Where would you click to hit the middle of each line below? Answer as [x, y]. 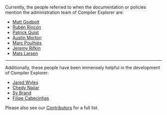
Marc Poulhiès [27, 43]
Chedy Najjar [26, 88]
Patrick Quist [25, 32]
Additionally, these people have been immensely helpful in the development [83, 68]
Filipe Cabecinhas [31, 98]
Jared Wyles [25, 82]
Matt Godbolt [26, 22]
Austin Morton [27, 38]
